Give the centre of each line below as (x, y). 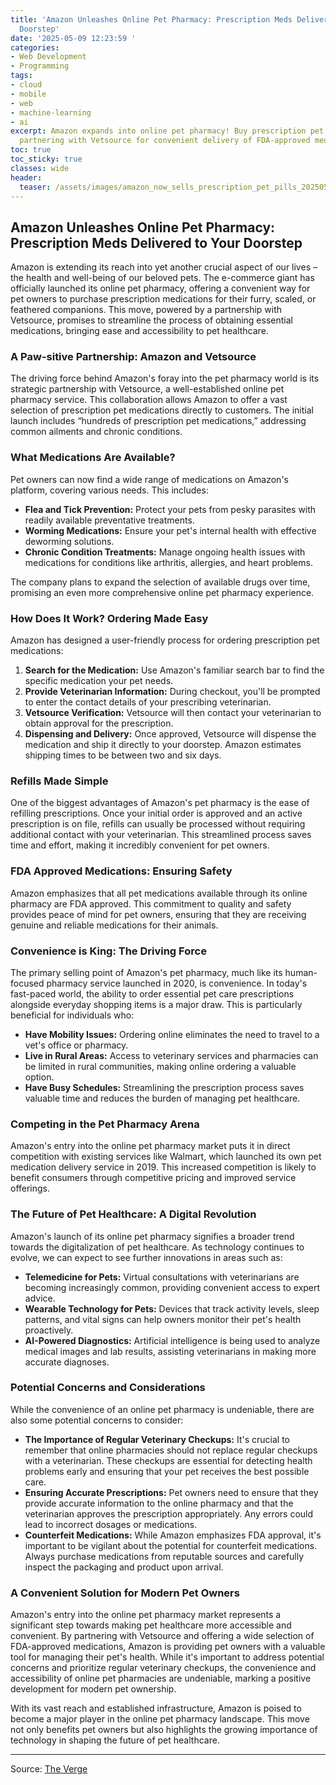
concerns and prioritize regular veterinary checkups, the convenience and (163, 1668)
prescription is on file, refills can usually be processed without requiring (158, 824)
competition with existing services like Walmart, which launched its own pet (166, 1157)
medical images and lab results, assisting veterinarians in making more (170, 1351)
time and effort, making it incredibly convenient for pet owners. (140, 845)
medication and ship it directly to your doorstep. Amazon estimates (163, 745)
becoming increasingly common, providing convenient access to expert (172, 1287)
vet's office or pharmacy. (76, 1045)
